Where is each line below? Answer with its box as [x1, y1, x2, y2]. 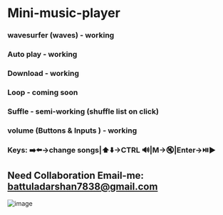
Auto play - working [7, 50, 78, 60]
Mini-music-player [7, 5, 121, 21]
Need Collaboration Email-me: [7, 170, 145, 182]
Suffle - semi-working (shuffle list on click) [7, 106, 159, 116]
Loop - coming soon [7, 87, 78, 97]
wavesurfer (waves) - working [7, 31, 115, 40]
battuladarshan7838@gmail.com [7, 181, 158, 193]
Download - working [7, 68, 80, 78]
